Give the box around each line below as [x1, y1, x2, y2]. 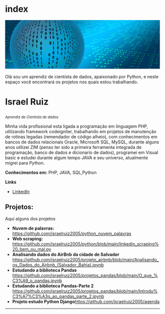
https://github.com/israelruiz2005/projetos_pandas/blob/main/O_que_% [12, 273, 158, 279]
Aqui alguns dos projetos [5, 216, 55, 222]
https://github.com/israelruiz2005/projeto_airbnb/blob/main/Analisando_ [12, 257, 159, 263]
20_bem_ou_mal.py [12, 246, 52, 252]
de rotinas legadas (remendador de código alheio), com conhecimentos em [5, 134, 158, 140]
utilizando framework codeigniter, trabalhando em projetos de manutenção [5, 128, 157, 134]
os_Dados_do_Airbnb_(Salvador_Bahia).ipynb [12, 262, 104, 268]
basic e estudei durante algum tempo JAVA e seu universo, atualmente [5, 154, 148, 161]
